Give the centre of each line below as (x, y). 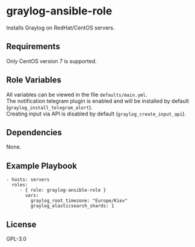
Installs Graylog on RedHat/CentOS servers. (61, 28)
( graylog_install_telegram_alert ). (50, 107)
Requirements (33, 47)
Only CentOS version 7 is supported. (52, 61)
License (21, 224)
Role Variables (34, 80)
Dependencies (34, 133)
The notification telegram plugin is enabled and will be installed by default (98, 101)
